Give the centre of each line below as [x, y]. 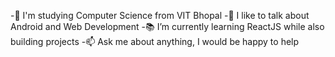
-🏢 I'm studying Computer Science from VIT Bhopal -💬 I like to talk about [160, 15]
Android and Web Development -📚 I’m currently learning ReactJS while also [167, 26]
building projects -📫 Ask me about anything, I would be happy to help [155, 41]
